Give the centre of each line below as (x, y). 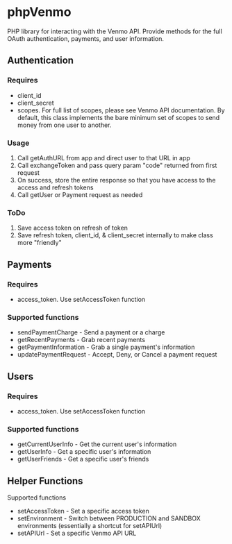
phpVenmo (39, 12)
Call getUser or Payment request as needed (80, 194)
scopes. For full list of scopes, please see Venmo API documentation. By (121, 110)
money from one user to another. (64, 125)
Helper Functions (45, 481)
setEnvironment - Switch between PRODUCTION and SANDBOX (109, 518)
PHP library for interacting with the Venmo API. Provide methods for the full (115, 31)
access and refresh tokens (55, 187)
